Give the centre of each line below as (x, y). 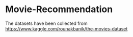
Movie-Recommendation (59, 9)
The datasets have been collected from (46, 23)
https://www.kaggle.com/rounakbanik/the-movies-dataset (66, 28)
